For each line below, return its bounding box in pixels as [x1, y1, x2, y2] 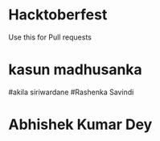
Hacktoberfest [8, 6, 108, 24]
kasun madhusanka [8, 60, 142, 79]
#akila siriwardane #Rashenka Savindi [8, 87, 134, 97]
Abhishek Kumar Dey [8, 115, 153, 134]
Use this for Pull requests [8, 32, 92, 42]
